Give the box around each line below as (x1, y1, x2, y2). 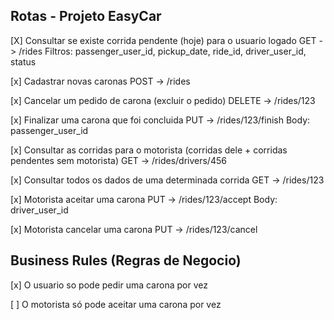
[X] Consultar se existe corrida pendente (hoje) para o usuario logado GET (10, 34, 317, 46)
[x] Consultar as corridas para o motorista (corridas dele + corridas (10, 144, 288, 156)
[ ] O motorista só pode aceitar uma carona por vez (10, 298, 222, 310)
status (10, 55, 37, 68)
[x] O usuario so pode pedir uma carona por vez (10, 279, 208, 291)
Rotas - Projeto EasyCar (10, 8, 162, 25)
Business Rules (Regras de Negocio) (10, 252, 242, 269)
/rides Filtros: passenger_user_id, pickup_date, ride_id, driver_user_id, (18, 45, 307, 57)
